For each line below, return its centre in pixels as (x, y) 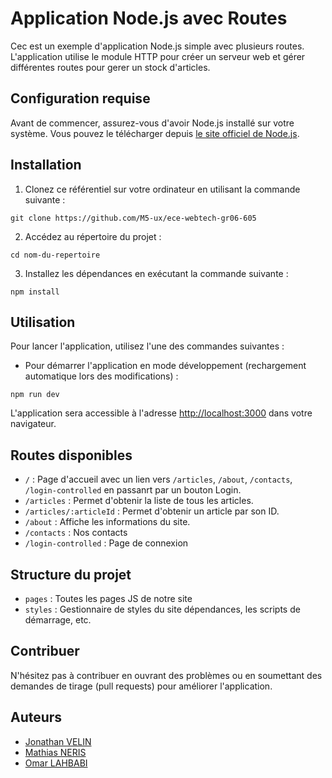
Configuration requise (80, 98)
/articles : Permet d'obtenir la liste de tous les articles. (139, 501)
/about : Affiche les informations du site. (107, 522)
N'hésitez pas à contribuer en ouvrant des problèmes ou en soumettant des (166, 675)
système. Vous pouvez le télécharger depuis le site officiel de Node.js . (155, 133)
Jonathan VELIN (58, 741)
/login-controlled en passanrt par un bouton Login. (133, 490)
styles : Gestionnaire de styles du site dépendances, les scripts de (162, 609)
